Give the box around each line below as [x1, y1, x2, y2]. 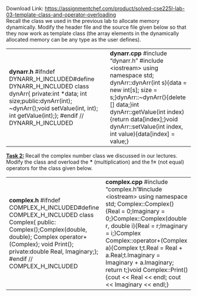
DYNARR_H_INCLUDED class [9, 82, 90, 90]
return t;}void [105, 266, 142, 274]
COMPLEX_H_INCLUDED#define [9, 203, 100, 212]
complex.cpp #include [105, 178, 168, 186]
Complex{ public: [9, 218, 56, 226]
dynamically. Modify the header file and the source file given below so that [6, 23, 186, 30]
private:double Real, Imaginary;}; [9, 247, 98, 256]
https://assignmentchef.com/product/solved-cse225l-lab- [45, 5, 185, 12]
